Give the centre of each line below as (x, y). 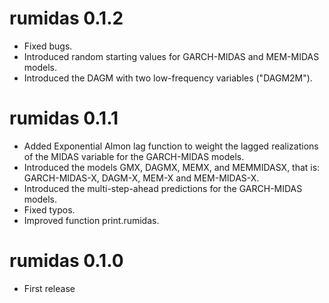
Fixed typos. (49, 209)
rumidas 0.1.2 (66, 18)
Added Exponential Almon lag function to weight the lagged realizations (171, 146)
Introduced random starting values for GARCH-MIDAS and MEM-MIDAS (171, 56)
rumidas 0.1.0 (66, 261)
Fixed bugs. (48, 46)
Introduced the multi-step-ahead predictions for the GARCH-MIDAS (163, 188)
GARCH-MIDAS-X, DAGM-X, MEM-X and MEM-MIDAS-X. (141, 178)
